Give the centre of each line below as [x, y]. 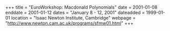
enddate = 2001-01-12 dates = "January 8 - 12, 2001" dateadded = [75, 12]
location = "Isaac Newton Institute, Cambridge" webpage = [73, 18]
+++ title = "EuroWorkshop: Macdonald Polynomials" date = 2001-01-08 [81, 7]
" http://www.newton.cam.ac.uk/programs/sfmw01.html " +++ [70, 23]
